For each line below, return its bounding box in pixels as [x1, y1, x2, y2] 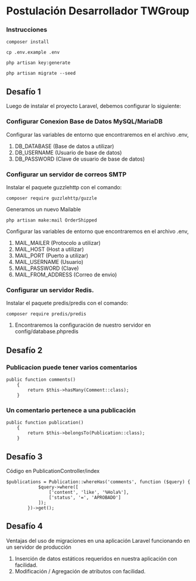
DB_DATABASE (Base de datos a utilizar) [14, 142, 114, 150]
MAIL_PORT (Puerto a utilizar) [14, 252, 88, 259]
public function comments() [6, 376, 76, 383]
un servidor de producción [6, 543, 71, 551]
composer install [6, 39, 49, 45]
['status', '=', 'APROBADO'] [48, 494, 121, 500]
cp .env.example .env [6, 50, 60, 56]
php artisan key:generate [6, 60, 70, 66]
